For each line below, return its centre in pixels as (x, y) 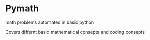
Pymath (22, 9)
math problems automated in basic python (50, 22)
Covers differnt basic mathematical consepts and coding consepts (75, 32)
